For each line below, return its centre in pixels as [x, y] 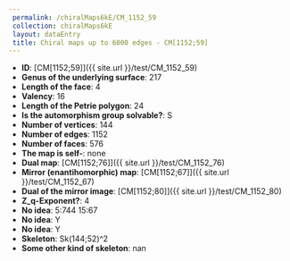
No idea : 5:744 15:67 [59, 210]
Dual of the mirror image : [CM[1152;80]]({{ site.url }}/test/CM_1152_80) [151, 191]
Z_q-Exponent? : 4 [55, 201]
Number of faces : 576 [62, 144]
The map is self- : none [63, 154]
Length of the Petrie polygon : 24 [83, 106]
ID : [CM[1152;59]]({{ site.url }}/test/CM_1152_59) [109, 68]
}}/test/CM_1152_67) [58, 182]
